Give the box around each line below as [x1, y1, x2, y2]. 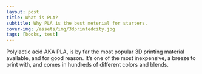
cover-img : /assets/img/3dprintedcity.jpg [6, 25, 115, 32]
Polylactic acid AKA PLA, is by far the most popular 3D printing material [6, 48, 185, 55]
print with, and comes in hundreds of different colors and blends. [6, 61, 169, 69]
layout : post [6, 8, 39, 15]
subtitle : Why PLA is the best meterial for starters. [6, 20, 148, 26]
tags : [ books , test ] [6, 32, 59, 38]
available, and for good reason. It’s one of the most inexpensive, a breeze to [6, 55, 196, 62]
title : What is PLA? [6, 15, 59, 21]
